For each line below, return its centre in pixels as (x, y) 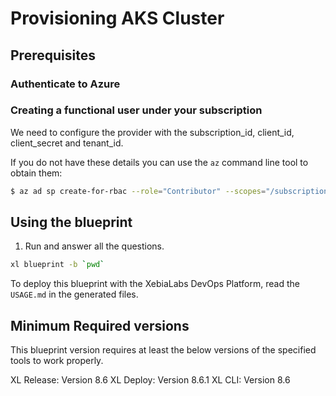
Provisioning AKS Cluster (117, 18)
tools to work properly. (57, 361)
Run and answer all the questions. (94, 246)
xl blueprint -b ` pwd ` (57, 265)
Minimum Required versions (100, 325)
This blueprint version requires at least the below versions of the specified (163, 350)
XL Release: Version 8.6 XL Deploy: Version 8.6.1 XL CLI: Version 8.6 (150, 380)
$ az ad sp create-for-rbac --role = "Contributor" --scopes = (138, 191)
